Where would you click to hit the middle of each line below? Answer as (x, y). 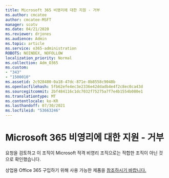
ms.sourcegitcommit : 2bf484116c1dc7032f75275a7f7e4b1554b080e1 (74, 91)
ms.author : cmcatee (26, 15)
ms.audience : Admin (26, 39)
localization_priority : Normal (39, 58)
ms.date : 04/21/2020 (27, 29)
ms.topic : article (25, 44)
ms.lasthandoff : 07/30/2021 (35, 106)
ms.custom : (17, 67)
